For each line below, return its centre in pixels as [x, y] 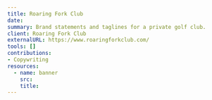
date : [15, 20]
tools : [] [22, 46]
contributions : [30, 54]
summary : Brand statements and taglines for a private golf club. [107, 27]
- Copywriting [28, 60]
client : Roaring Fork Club [47, 33]
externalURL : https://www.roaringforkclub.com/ [79, 40]
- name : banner [36, 73]
